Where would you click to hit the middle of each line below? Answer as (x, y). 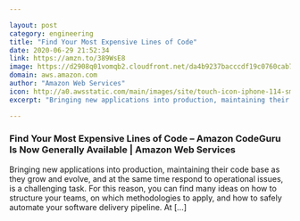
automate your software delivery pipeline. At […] (98, 207)
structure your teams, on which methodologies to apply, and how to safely (146, 198)
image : (21, 67)
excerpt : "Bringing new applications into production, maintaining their (150, 100)
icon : (19, 91)
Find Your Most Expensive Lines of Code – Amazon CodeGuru (145, 139)
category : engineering (51, 33)
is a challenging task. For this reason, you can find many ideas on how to (143, 188)
